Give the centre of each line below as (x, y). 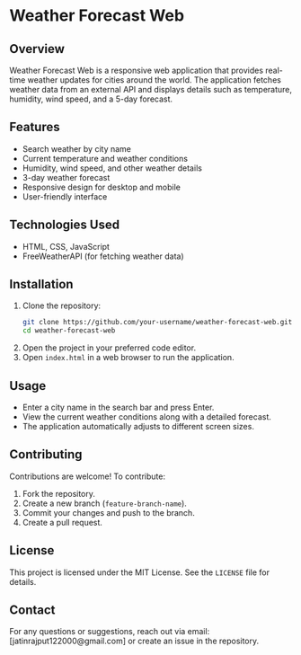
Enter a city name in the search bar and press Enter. (118, 407)
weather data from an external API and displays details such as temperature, (151, 89)
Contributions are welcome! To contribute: (88, 476)
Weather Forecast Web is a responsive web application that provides (136, 70)
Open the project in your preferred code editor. (109, 348)
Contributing (46, 455)
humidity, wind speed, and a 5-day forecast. (91, 99)
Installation (41, 284)
